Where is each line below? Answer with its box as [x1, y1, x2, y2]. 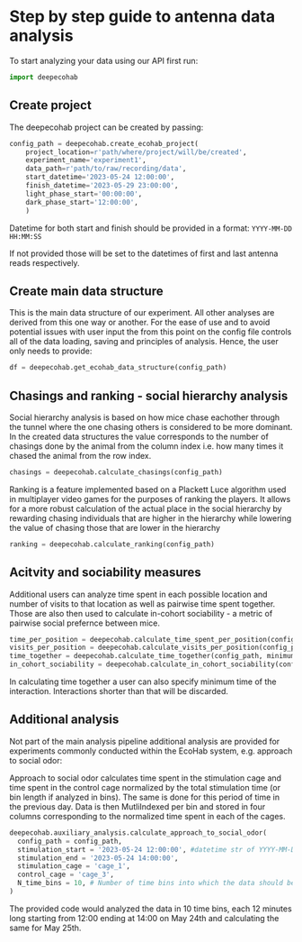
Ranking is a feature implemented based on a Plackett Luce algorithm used [9, 484, 287, 495]
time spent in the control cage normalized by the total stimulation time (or [9, 782, 281, 792]
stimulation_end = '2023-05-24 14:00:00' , [17, 854, 179, 863]
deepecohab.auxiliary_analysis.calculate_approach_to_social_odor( [9, 828, 268, 837]
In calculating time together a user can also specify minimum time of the [9, 676, 277, 687]
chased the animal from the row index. [9, 451, 152, 461]
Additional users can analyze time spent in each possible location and [9, 589, 268, 599]
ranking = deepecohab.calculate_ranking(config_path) [9, 539, 216, 549]
